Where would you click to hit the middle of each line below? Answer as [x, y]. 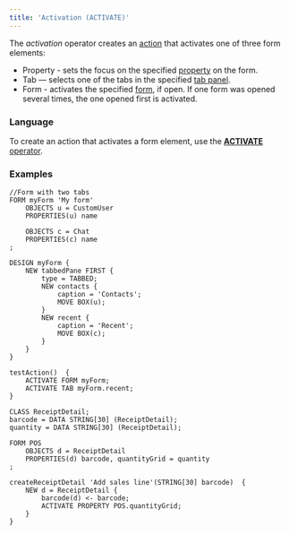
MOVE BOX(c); [81, 334]
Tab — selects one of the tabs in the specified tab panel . [126, 79]
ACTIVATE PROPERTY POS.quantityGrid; [111, 506]
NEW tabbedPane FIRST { [70, 271]
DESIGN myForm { [39, 263]
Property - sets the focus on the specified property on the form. [140, 70]
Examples [31, 174]
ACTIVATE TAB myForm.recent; [80, 389]
